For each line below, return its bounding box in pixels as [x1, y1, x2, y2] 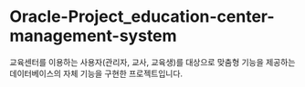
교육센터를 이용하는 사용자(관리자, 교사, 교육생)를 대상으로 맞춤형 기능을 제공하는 [9, 56, 296, 67]
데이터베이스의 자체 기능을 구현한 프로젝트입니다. [9, 68, 184, 79]
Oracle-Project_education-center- [9, 6, 276, 27]
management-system [9, 25, 177, 46]
